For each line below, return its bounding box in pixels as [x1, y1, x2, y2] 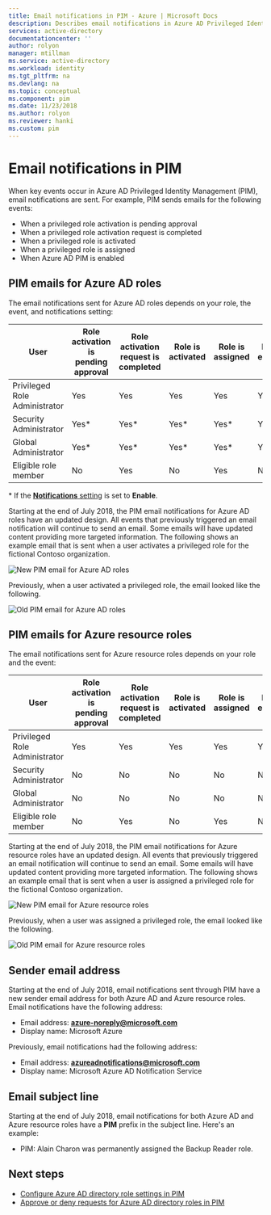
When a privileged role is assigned [19, 244, 135, 254]
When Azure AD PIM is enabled [19, 253, 125, 263]
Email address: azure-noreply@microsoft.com [19, 1018, 178, 1028]
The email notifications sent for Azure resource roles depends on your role [8, 650, 256, 659]
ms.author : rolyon [8, 110, 70, 118]
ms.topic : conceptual [8, 86, 81, 95]
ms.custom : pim [8, 124, 60, 132]
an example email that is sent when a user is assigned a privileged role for [8, 876, 254, 885]
